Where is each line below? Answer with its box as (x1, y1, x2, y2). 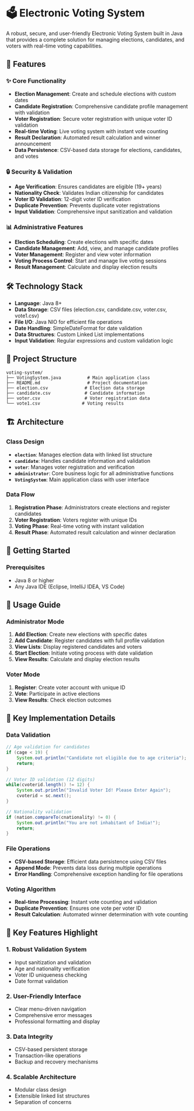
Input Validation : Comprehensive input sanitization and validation (14, 208, 173, 215)
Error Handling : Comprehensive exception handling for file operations (14, 870, 183, 878)
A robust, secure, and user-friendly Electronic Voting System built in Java (6, 29, 183, 37)
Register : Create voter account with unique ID (14, 683, 126, 691)
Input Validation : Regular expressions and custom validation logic (14, 337, 174, 344)
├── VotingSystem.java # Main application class (6, 375, 150, 381)
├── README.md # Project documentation (6, 380, 148, 386)
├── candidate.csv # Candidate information (6, 390, 145, 396)
